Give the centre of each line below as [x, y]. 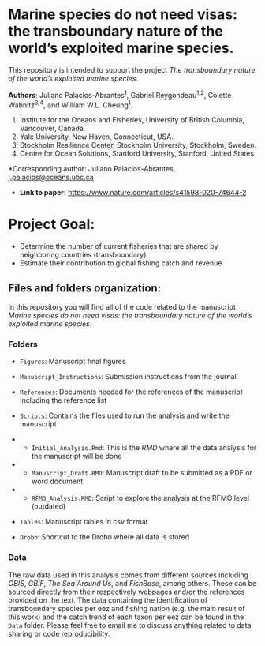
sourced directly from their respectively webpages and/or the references [127, 592]
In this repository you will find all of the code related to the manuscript [122, 307]
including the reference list [63, 400]
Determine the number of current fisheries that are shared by [119, 246]
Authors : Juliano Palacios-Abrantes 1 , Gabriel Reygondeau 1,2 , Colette [120, 94]
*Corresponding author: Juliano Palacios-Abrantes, [92, 169]
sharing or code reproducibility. [59, 633]
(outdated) [49, 506]
